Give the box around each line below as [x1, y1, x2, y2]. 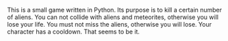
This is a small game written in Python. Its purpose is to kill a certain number [7, 6, 223, 14]
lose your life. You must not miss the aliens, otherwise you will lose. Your [7, 20, 212, 28]
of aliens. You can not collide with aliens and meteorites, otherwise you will [7, 13, 219, 21]
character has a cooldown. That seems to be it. [7, 27, 140, 36]
